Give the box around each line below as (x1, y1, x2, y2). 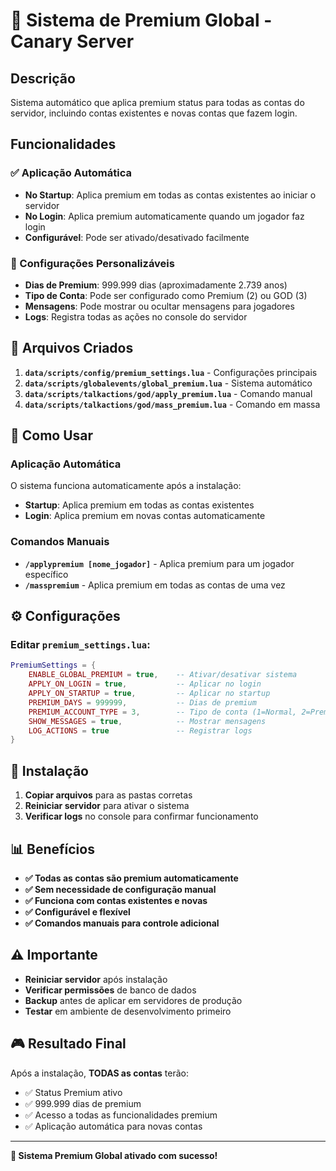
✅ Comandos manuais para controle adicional (24, 917, 220, 929)
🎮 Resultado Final (10, 1035, 127, 1053)
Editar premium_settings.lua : (10, 638, 151, 652)
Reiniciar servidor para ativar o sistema (24, 800, 190, 812)
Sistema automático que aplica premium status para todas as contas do (10, 97, 305, 108)
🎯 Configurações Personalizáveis (10, 256, 175, 270)
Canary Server (10, 30, 135, 53)
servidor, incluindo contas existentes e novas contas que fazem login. (10, 107, 298, 119)
